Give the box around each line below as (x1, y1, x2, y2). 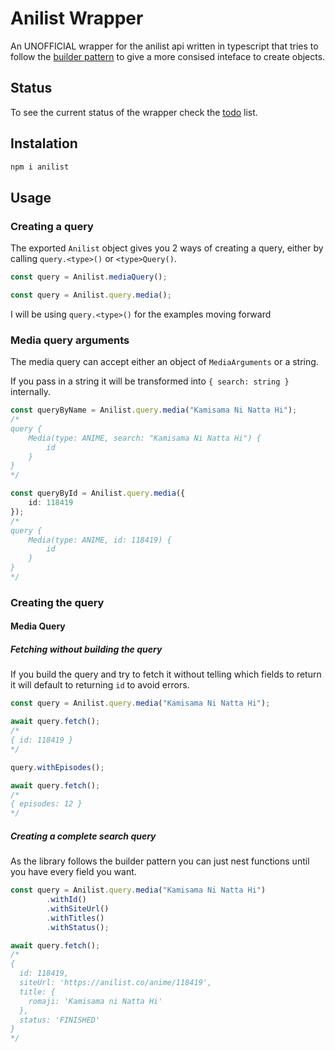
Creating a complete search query (10, 830, 157, 842)
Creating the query (10, 595, 105, 609)
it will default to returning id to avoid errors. (10, 679, 190, 691)
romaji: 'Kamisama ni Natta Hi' (28, 996, 163, 1006)
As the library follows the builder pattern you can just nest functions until (10, 855, 310, 867)
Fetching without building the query (10, 643, 163, 656)
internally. (10, 386, 52, 398)
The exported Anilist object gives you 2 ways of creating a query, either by (10, 242, 324, 254)
